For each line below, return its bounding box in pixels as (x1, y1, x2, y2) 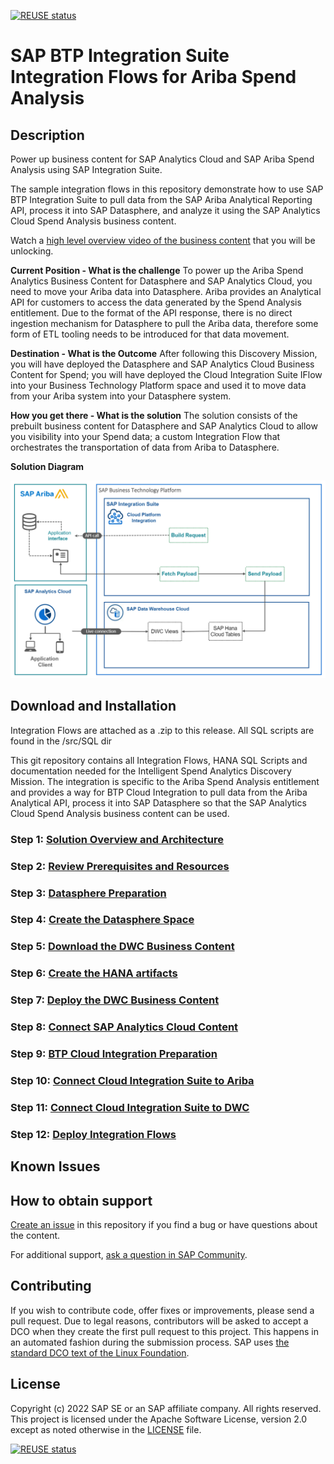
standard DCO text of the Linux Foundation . (10, 1346, 190, 1359)
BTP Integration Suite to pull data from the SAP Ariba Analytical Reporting (10, 194, 313, 205)
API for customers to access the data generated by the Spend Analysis (10, 296, 302, 308)
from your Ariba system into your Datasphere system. (10, 390, 232, 402)
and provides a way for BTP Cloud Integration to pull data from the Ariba (10, 786, 308, 798)
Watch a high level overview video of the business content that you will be (10, 235, 316, 246)
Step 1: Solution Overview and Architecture (10, 832, 225, 846)
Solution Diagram (10, 461, 85, 472)
